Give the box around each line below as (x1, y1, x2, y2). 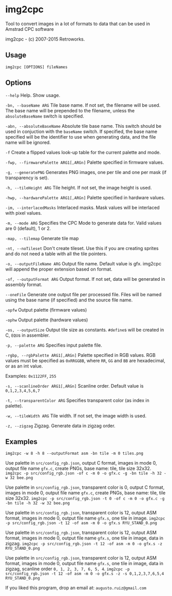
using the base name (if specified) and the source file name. (5, 297, 133, 303)
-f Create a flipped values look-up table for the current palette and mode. (5, 149, 161, 155)
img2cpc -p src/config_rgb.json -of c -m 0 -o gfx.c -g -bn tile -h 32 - (5, 471, 167, 476)
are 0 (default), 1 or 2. (5, 225, 51, 232)
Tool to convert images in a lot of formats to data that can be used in (5, 21, 150, 27)
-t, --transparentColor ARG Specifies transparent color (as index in (5, 397, 150, 403)
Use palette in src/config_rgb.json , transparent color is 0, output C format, (5, 484, 165, 491)
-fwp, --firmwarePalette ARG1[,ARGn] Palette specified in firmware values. (5, 159, 164, 165)
